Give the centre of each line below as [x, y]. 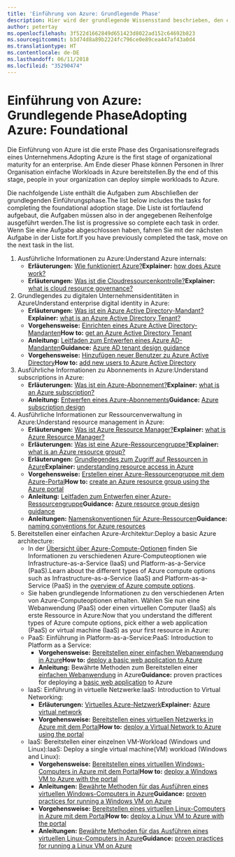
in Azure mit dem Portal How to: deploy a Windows [145, 771]
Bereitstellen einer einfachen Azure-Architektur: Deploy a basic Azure [117, 533]
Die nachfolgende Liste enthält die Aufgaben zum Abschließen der [103, 192]
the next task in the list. [41, 245]
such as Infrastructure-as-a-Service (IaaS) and [95, 578]
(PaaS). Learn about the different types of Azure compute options [121, 570]
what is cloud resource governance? [80, 288]
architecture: [36, 541]
